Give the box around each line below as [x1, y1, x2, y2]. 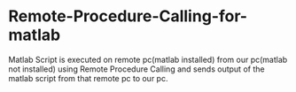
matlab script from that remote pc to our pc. [8, 73, 168, 83]
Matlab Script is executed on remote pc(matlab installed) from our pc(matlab [8, 54, 288, 65]
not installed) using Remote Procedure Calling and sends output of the [8, 64, 265, 74]
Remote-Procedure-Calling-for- [8, 6, 248, 27]
